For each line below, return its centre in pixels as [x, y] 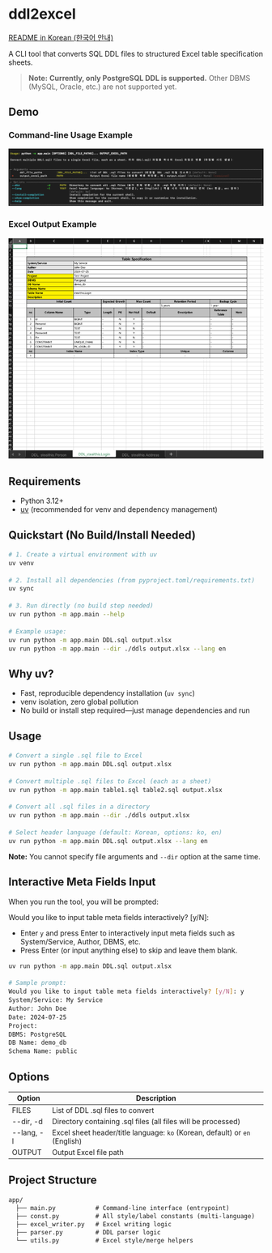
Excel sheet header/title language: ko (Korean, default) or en [151, 1133]
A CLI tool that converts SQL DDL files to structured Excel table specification [136, 53]
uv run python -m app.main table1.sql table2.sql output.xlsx [115, 790]
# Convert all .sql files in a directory [79, 807]
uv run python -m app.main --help [67, 615]
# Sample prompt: [38, 983]
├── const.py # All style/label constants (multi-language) [135, 1216]
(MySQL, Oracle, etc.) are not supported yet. [102, 87]
